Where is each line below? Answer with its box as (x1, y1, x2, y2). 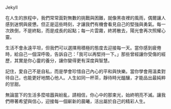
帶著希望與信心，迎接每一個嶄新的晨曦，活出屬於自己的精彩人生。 (9, 98, 148, 104)
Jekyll (5, 5, 18, 10)
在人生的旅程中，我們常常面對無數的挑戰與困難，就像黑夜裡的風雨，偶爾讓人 (5, 15, 166, 21)
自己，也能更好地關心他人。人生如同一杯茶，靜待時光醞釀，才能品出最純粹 (9, 75, 166, 80)
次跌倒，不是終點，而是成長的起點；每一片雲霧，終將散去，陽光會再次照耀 (5, 28, 161, 34)
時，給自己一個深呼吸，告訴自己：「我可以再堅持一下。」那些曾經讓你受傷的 (5, 51, 161, 57)
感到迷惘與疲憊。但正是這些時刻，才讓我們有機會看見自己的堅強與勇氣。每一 (5, 21, 166, 27)
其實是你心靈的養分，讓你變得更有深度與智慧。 (14, 58, 112, 63)
